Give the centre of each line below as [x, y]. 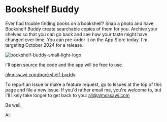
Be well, [13, 105]
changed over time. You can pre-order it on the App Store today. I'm [76, 40]
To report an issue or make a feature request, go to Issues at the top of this [83, 84]
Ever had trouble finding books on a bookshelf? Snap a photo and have [79, 23]
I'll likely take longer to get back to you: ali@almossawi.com [68, 95]
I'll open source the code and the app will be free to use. [64, 65]
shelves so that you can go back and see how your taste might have [76, 34]
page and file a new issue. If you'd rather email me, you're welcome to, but [83, 89]
